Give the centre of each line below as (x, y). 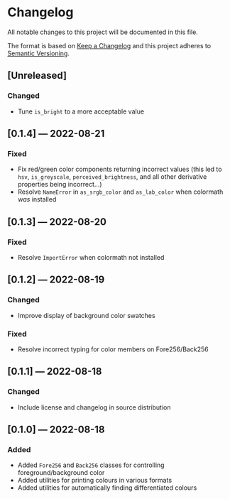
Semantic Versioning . (38, 53)
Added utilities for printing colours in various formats (95, 481)
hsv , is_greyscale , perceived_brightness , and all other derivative (112, 177)
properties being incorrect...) (60, 185)
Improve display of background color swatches (86, 315)
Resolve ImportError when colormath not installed (91, 257)
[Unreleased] (37, 76)
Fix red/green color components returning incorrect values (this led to (120, 169)
